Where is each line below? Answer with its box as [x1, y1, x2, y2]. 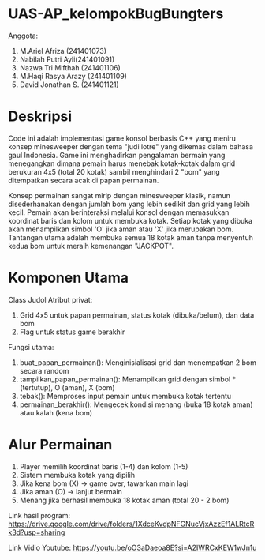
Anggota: [8, 31, 39, 40]
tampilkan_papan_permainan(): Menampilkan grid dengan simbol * [19, 374, 237, 384]
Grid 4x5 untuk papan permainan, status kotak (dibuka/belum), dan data [19, 310, 255, 320]
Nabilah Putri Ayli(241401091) [19, 54, 115, 64]
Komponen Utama [8, 269, 129, 287]
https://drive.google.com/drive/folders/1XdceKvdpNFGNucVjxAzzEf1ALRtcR [8, 519, 255, 528]
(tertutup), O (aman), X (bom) [19, 382, 116, 392]
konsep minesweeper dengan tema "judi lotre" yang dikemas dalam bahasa [8, 141, 254, 151]
